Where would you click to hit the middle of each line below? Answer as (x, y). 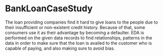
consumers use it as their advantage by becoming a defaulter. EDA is (75, 32)
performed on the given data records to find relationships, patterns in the (79, 38)
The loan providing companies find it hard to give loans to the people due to (81, 22)
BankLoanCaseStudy (49, 9)
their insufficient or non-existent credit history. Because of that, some (75, 27)
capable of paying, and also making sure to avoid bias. (60, 48)
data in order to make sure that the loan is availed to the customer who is (79, 43)
